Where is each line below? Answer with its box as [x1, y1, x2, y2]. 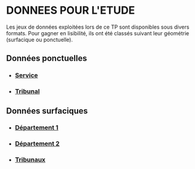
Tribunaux [14, 156, 46, 164]
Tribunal [14, 87, 40, 96]
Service [14, 71, 38, 79]
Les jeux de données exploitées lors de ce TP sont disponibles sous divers [6, 23, 190, 30]
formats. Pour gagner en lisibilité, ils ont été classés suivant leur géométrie [6, 29, 190, 36]
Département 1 [14, 124, 58, 132]
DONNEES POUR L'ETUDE [6, 4, 135, 17]
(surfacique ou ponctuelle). [6, 36, 73, 43]
